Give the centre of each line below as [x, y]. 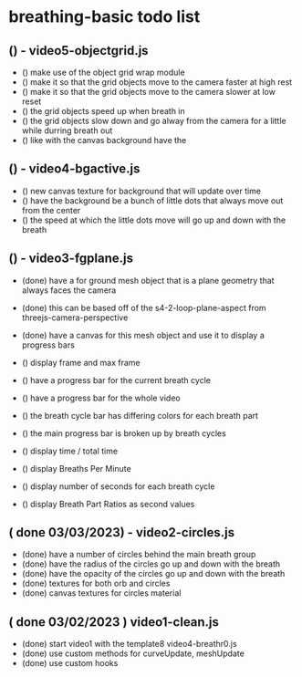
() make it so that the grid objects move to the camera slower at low [148, 92]
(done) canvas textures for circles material [101, 593]
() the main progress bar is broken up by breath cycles [124, 433]
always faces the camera [69, 290]
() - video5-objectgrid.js [78, 51]
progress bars [48, 345]
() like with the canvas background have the [104, 140]
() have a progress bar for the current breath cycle [116, 380]
